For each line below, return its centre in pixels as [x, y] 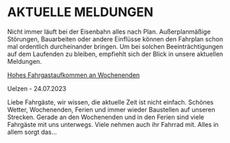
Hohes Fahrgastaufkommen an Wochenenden [74, 75]
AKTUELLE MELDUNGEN [80, 12]
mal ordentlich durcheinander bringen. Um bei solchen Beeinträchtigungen [115, 46]
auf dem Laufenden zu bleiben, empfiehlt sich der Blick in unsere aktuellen [115, 54]
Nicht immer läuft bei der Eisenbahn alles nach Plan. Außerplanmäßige [109, 32]
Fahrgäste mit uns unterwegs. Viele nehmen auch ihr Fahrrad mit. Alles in [113, 124]
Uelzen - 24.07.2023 [37, 88]
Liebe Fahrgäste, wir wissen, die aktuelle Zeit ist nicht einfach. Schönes [110, 102]
